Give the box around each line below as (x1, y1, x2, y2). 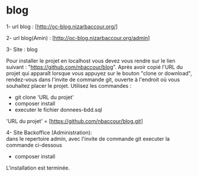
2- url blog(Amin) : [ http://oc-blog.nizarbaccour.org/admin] (6, 34, 150, 41)
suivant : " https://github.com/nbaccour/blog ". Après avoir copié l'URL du (6, 63, 183, 71)
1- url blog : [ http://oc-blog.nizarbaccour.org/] (6, 23, 118, 30)
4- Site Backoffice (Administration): (6, 129, 92, 136)
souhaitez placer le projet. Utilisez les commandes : (6, 82, 132, 89)
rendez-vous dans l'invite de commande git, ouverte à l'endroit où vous (6, 76, 180, 83)
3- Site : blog (6, 45, 38, 53)
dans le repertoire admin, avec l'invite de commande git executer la (6, 135, 170, 142)
